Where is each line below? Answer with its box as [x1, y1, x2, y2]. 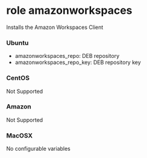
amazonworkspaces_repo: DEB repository [14, 52, 120, 60]
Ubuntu [6, 39, 29, 47]
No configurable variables [6, 145, 71, 153]
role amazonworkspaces [6, 4, 133, 17]
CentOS [6, 74, 30, 82]
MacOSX [6, 131, 33, 139]
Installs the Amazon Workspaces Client [6, 24, 104, 31]
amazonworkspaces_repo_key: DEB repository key [14, 58, 142, 66]
